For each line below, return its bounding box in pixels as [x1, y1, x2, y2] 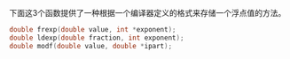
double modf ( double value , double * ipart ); [9, 41, 173, 50]
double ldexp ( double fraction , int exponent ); [9, 33, 184, 42]
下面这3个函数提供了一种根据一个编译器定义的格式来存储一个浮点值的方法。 [9, 8, 286, 18]
